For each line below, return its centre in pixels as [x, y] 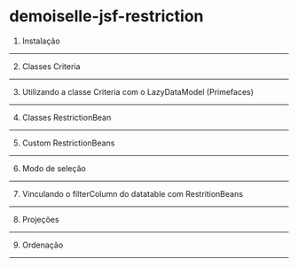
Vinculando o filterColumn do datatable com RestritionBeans [133, 193]
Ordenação [43, 245]
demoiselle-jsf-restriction [106, 16]
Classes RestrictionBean [67, 117]
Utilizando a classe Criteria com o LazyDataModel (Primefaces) [138, 91]
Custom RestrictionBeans [68, 143]
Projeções [40, 219]
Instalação [41, 41]
